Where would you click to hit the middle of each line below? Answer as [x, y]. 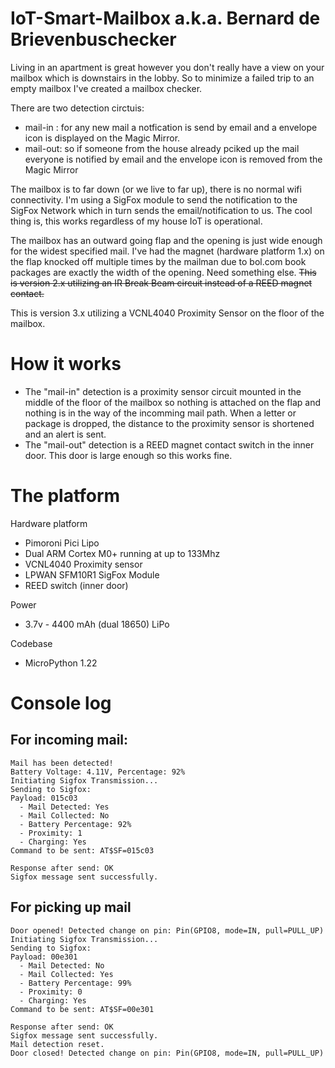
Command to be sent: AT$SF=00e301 [82, 1009]
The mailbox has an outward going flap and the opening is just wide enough [166, 240]
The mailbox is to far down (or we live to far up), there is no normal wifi [156, 189]
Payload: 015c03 [44, 798]
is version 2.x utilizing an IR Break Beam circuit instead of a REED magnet [161, 283]
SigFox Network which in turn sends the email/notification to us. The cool [161, 210]
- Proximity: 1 [51, 833]
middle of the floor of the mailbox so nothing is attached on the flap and [172, 402]
